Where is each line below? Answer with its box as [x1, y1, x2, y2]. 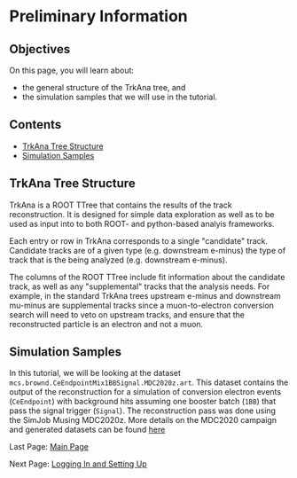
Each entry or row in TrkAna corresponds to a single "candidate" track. [9, 235, 269, 246]
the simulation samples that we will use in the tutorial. [21, 91, 218, 102]
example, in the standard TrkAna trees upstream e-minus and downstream [9, 290, 281, 301]
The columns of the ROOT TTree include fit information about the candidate [9, 271, 285, 282]
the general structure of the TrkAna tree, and [21, 82, 186, 92]
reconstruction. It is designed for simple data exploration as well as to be [9, 208, 275, 219]
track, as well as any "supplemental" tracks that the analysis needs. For [9, 281, 270, 292]
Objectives [9, 42, 71, 57]
